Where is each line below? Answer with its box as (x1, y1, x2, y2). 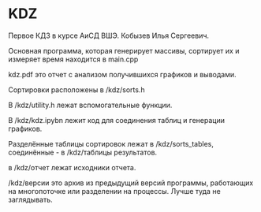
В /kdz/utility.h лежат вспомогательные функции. (8, 100, 173, 110)
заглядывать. (8, 195, 53, 204)
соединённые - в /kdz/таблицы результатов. (8, 147, 158, 157)
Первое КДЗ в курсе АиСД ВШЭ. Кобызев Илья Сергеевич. (8, 31, 210, 40)
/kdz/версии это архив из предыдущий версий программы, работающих (8, 178, 254, 188)
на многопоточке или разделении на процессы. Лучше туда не (8, 186, 221, 195)
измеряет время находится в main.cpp (8, 54, 139, 64)
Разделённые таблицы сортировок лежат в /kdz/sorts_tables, (8, 139, 214, 148)
